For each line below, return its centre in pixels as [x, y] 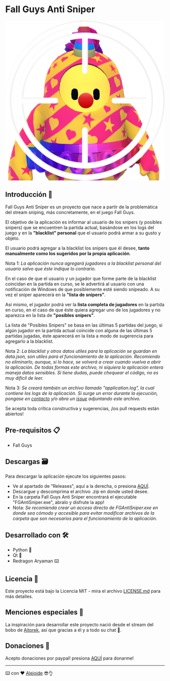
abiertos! [14, 414]
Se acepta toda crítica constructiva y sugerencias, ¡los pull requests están [82, 408]
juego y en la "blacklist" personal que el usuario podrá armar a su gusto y [83, 233]
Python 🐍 [22, 550]
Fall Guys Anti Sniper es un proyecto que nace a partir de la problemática [81, 207]
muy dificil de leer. [25, 378]
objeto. [13, 238]
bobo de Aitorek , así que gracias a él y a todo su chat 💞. [63, 630]
